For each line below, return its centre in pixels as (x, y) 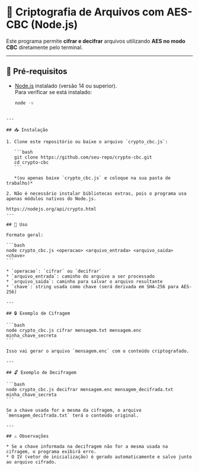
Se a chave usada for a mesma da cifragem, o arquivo (74, 410)
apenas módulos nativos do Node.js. (51, 199)
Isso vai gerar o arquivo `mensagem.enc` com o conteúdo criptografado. (98, 351)
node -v (24, 103)
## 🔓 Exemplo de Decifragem (41, 372)
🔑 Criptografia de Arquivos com (85, 12)
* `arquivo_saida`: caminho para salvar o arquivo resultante (84, 281)
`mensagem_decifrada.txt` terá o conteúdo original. (73, 415)
